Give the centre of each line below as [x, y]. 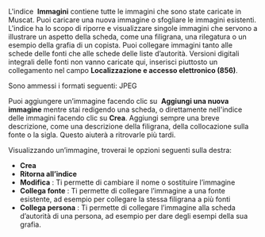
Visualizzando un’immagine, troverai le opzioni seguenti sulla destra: [120, 150]
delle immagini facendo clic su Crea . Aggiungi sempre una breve [114, 118]
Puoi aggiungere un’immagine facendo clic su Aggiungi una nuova [119, 101]
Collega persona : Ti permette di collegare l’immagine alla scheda [127, 208]
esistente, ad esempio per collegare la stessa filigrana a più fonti [125, 199]
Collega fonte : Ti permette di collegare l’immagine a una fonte [123, 191]
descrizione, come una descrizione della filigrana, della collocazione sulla [129, 126]
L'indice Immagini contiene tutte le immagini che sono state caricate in [125, 11]
